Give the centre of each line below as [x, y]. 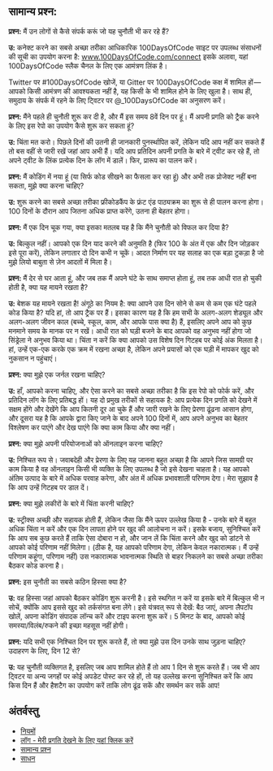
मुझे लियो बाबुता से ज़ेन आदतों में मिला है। [60, 262]
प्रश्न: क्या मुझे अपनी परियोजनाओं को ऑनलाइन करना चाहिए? [86, 444]
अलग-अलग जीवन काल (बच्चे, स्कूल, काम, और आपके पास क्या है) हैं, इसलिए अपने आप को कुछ [130, 322]
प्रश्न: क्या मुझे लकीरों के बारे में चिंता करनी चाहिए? [71, 503]
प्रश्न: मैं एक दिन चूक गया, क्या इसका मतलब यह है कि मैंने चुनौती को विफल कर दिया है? [119, 227]
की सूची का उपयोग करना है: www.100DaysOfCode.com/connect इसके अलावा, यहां [128, 56]
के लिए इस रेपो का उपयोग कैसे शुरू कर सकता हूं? [71, 126]
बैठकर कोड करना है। [36, 565]
